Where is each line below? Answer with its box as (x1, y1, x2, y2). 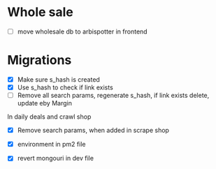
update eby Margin (17, 99, 72, 108)
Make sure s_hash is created (17, 75, 100, 84)
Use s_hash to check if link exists (17, 83, 113, 91)
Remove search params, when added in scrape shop (17, 126, 170, 135)
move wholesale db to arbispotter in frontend (17, 27, 148, 36)
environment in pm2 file (17, 140, 86, 149)
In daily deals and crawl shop (7, 112, 92, 121)
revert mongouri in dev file (17, 154, 94, 163)
